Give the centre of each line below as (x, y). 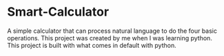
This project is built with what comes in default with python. (92, 45)
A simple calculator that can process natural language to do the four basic (112, 31)
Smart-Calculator (58, 12)
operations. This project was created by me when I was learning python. (110, 38)
